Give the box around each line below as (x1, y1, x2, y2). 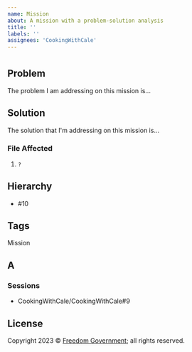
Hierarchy (7, 181, 53, 193)
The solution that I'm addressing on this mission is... (7, 126, 160, 134)
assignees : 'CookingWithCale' (7, 37, 97, 44)
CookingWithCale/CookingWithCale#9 (17, 297, 130, 306)
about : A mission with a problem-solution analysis (7, 17, 164, 24)
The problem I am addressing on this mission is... (7, 86, 151, 95)
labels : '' (7, 30, 40, 38)
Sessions (7, 280, 41, 290)
